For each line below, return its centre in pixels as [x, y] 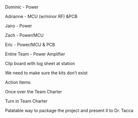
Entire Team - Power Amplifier [35, 54]
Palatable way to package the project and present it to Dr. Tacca [69, 110]
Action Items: [18, 82]
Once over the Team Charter [34, 92]
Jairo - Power [19, 26]
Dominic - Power [22, 7]
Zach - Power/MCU [24, 35]
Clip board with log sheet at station [40, 63]
